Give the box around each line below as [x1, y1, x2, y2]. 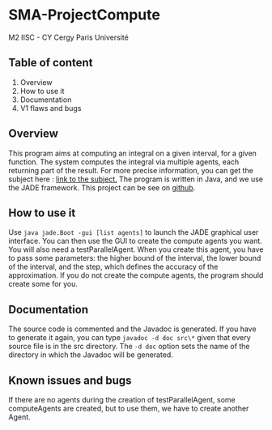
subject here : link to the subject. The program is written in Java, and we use [8, 174, 263, 184]
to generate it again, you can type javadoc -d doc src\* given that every [8, 333, 251, 343]
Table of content [8, 56, 93, 70]
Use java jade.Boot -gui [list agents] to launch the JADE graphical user [8, 228, 259, 237]
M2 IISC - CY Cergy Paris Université [8, 32, 130, 42]
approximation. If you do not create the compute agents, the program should [8, 270, 264, 280]
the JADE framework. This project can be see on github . [8, 182, 196, 192]
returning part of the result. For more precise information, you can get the [8, 165, 253, 175]
